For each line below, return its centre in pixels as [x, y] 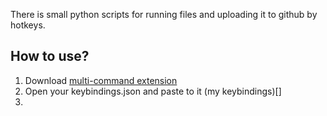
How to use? [50, 56]
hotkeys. [28, 25]
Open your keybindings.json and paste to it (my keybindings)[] [153, 91]
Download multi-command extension [101, 80]
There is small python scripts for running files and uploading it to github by [164, 14]
